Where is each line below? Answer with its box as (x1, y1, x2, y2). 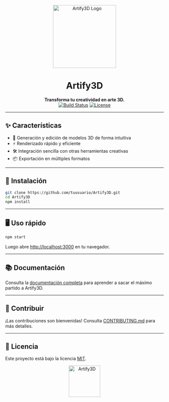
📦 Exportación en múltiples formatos (12, 155, 91, 161)
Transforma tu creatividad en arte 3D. (44, 96, 125, 103)
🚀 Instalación (5, 177, 47, 185)
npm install (5, 199, 30, 205)
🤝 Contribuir (5, 304, 44, 313)
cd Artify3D (5, 194, 30, 200)
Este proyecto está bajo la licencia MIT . (5, 356, 87, 362)
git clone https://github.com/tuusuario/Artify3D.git (5, 190, 121, 195)
